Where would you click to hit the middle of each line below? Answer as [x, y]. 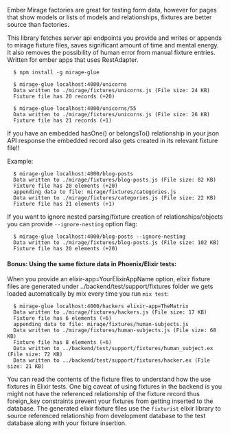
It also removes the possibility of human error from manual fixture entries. [111, 52]
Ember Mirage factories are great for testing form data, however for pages [112, 10]
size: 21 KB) [26, 367]
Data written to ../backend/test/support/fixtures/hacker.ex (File [112, 360]
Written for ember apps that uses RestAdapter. [73, 60]
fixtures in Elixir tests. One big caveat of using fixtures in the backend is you [115, 387]
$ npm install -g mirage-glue [56, 72]
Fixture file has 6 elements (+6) [62, 318]
